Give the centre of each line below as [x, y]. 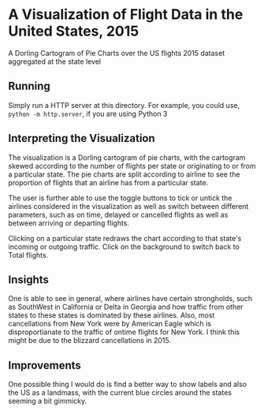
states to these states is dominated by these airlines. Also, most [112, 315]
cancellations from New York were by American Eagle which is [110, 324]
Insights [29, 279]
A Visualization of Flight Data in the [126, 15]
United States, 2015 [74, 31]
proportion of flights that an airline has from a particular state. [108, 182]
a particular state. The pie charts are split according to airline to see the [124, 174]
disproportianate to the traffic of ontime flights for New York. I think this [124, 332]
